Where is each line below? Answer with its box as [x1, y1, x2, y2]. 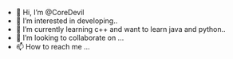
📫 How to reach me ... [15, 42, 90, 51]
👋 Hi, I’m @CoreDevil [15, 8, 85, 17]
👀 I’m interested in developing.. [15, 16, 118, 26]
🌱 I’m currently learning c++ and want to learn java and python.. [15, 25, 226, 33]
